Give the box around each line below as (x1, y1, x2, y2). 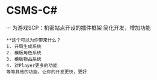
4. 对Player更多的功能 (6, 62, 58, 69)
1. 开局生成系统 (6, 43, 42, 50)
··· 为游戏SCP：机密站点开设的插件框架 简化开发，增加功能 (6, 24, 152, 31)
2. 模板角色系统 (6, 50, 42, 56)
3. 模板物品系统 (6, 56, 42, 62)
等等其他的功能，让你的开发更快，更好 (6, 69, 87, 75)
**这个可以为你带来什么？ (6, 37, 61, 43)
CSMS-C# (6, 4, 58, 17)
